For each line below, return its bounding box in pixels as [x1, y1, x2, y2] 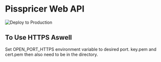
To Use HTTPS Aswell [5, 33, 72, 42]
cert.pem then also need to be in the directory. [5, 51, 98, 57]
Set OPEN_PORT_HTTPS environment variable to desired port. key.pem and [5, 46, 157, 52]
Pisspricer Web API [5, 3, 85, 15]
